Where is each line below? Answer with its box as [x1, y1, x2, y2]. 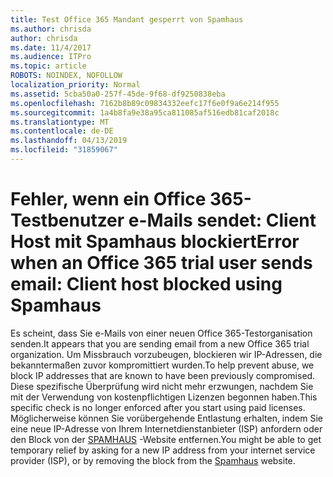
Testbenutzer [10, 209, 125, 232]
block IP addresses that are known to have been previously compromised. [10, 369, 316, 381]
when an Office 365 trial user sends [10, 252, 313, 275]
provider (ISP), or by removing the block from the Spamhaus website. [10, 454, 296, 466]
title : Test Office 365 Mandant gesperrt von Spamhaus [10, 14, 244, 25]
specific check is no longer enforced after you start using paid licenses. [10, 401, 306, 413]
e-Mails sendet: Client [128, 209, 317, 232]
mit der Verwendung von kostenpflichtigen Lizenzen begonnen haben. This [10, 391, 318, 403]
